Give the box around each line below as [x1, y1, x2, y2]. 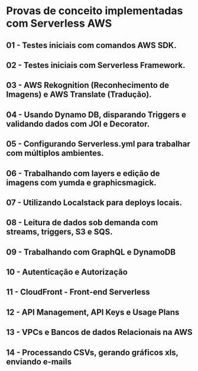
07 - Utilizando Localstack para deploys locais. [6, 197, 183, 207]
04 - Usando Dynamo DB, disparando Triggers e [6, 109, 187, 119]
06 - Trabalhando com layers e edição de [6, 168, 160, 178]
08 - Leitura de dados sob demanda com [6, 217, 158, 228]
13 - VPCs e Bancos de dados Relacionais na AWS [6, 327, 193, 337]
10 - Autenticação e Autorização [6, 267, 128, 277]
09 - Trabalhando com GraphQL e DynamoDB [6, 247, 176, 257]
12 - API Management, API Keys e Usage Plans [6, 307, 180, 317]
